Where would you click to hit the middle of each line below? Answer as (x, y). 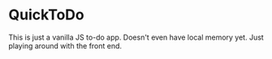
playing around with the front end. (65, 45)
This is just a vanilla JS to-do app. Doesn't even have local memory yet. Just (136, 37)
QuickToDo (46, 15)
